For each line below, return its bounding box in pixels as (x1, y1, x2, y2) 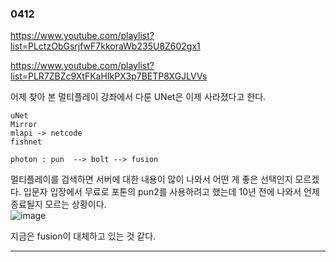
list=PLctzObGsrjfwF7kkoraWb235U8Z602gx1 (10, 40, 201, 52)
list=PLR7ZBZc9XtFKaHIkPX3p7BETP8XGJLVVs (10, 70, 208, 82)
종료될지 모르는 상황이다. (10, 198, 107, 211)
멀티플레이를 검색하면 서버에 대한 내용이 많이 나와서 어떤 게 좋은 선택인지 (10, 173, 293, 186)
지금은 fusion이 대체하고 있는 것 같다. (10, 230, 157, 242)
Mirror (10, 120, 38, 130)
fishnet (10, 137, 43, 147)
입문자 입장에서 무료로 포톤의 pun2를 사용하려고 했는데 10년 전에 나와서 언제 (23, 186, 320, 198)
